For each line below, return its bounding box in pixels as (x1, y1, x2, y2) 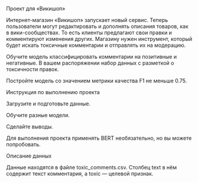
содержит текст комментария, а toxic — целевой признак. (6, 170, 154, 177)
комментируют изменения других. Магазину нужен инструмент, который (6, 36, 193, 42)
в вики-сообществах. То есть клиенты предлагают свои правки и (6, 29, 173, 36)
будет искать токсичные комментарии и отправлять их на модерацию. (6, 41, 186, 49)
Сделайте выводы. (6, 123, 53, 130)
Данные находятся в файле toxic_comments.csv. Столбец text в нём (6, 164, 177, 171)
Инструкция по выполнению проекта (6, 89, 100, 95)
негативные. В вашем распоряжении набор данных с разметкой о (6, 59, 174, 66)
